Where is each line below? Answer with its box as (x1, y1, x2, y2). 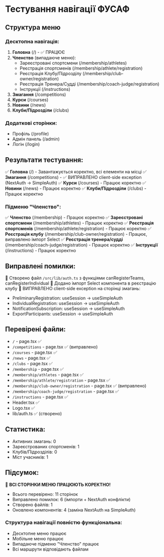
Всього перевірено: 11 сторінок (12, 491, 78, 497)
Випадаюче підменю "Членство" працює (12, 541, 99, 547)
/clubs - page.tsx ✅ (12, 360, 53, 366)
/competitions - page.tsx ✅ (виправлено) (12, 343, 98, 349)
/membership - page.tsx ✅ (12, 366, 64, 372)
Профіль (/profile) (12, 131, 49, 137)
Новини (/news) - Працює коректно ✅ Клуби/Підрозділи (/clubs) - (5, 185, 147, 191)
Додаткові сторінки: (5, 120, 57, 127)
